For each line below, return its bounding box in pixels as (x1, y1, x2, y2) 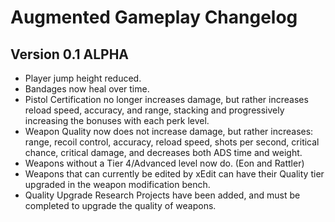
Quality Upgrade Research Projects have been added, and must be (24, 189, 301, 201)
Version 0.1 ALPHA (10, 46, 130, 63)
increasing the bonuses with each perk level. (24, 115, 210, 126)
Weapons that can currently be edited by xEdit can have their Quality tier (24, 168, 325, 180)
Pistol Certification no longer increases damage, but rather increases (24, 94, 309, 105)
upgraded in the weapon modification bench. (24, 179, 211, 190)
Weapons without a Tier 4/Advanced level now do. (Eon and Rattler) (24, 157, 305, 169)
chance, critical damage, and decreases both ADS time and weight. (24, 147, 303, 158)
